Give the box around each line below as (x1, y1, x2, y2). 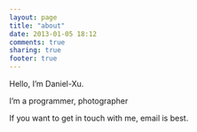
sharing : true (9, 46, 62, 55)
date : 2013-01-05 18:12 (9, 29, 98, 38)
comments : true (9, 37, 66, 47)
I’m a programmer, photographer (9, 96, 129, 106)
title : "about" (9, 21, 66, 30)
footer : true (9, 54, 58, 63)
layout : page (9, 12, 58, 22)
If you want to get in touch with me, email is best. (9, 113, 189, 123)
